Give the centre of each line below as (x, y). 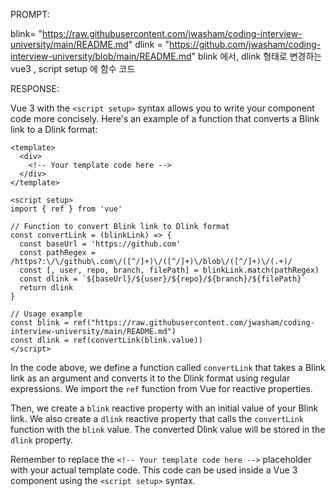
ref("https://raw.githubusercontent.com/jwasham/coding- (194, 323)
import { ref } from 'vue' (66, 209)
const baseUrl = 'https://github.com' (100, 244)
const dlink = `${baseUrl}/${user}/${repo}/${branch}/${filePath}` (163, 279)
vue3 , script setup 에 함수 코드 (73, 68)
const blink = (40, 323)
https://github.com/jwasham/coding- (245, 44)
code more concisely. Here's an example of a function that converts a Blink (165, 118)
